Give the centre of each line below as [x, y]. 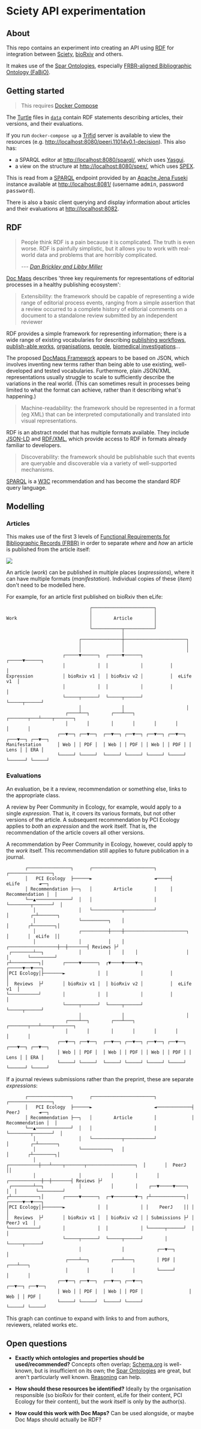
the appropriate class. [33, 795]
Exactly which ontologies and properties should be [79, 1358]
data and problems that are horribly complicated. [97, 255]
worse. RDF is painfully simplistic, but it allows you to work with [99, 248]
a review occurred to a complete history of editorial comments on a [104, 309]
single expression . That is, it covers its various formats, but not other [91, 813]
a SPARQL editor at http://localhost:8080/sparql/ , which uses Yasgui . [100, 159]
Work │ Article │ [82, 619]
